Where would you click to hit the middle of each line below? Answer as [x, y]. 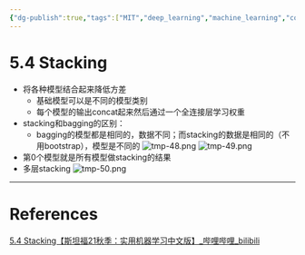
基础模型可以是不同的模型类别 [92, 100]
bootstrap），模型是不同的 [92, 145]
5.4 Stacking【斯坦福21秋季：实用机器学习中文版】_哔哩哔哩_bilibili [135, 240]
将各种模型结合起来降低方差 [74, 89]
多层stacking [46, 168]
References [54, 214]
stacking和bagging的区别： [74, 123]
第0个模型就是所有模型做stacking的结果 [97, 157]
